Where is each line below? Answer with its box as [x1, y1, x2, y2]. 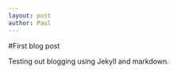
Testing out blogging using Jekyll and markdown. [8, 56, 169, 66]
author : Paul [8, 19, 52, 27]
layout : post [8, 11, 52, 20]
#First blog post [8, 41, 60, 50]
